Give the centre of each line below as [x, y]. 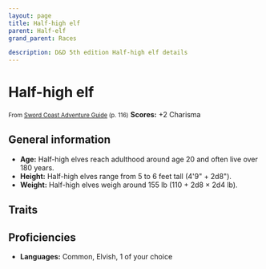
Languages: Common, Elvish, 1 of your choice [96, 257]
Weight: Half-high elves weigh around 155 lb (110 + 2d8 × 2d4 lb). [129, 185]
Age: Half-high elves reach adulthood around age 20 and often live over [139, 159]
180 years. [37, 167]
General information [59, 140]
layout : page [30, 16]
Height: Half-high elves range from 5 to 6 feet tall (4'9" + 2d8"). [126, 176]
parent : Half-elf [37, 31]
